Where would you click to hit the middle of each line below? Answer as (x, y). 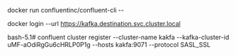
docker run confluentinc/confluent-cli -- (66, 10)
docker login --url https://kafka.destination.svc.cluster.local (94, 23)
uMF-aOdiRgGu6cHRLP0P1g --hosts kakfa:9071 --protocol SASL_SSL (109, 44)
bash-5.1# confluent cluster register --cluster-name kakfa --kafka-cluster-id (118, 37)
